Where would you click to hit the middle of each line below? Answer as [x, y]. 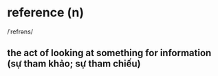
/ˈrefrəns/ [20, 31]
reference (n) [46, 13]
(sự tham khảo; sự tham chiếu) [74, 64]
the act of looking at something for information [109, 53]
